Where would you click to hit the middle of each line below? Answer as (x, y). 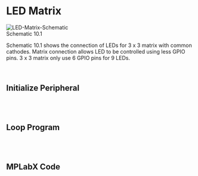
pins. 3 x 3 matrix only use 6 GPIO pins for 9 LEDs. (68, 58)
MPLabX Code (33, 167)
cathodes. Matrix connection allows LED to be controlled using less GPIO (96, 51)
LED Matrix (34, 11)
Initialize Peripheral (43, 88)
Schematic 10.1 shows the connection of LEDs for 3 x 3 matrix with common (99, 45)
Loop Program (33, 128)
